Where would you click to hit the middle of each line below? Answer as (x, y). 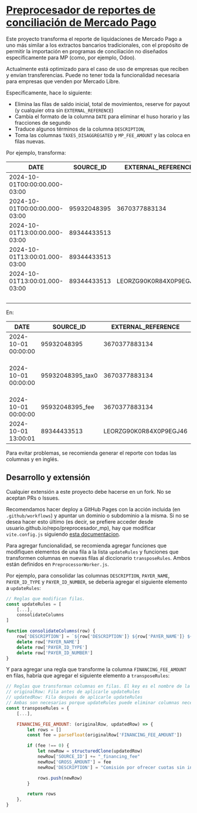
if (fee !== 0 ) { (48, 746)
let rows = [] (44, 730)
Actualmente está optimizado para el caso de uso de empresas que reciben (97, 69)
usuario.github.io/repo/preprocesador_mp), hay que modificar (81, 528)
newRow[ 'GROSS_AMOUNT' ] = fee (74, 762)
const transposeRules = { (38, 708)
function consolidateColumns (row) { (51, 631)
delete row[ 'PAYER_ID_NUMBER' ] (55, 653)
